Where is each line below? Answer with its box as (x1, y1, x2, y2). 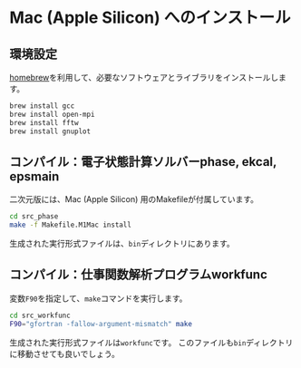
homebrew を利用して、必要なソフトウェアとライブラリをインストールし (9, 73, 279, 82)
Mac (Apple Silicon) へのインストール (9, 7, 291, 28)
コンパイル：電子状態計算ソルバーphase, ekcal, (9, 154, 277, 169)
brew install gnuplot (9, 127, 92, 136)
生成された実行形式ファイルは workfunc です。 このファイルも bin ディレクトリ (9, 336, 294, 348)
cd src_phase (9, 212, 59, 221)
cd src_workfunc (9, 311, 71, 320)
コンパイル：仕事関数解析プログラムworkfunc (9, 267, 267, 283)
